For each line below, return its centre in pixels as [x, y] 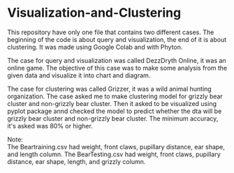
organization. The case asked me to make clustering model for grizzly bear [115, 96]
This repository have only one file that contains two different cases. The [111, 32]
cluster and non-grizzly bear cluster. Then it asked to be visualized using [112, 103]
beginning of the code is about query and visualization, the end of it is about [117, 39]
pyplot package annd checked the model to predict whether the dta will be [115, 111]
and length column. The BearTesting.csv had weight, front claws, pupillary [114, 154]
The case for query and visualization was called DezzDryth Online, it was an [117, 60]
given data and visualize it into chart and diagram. [79, 75]
